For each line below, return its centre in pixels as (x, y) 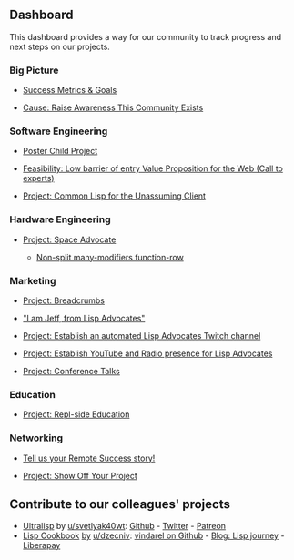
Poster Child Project (60, 151)
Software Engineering (59, 131)
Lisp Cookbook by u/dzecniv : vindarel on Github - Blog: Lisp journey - (153, 535)
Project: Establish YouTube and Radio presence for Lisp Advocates (147, 353)
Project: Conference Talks (71, 371)
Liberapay (41, 545)
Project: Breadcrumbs (63, 300)
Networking (36, 438)
